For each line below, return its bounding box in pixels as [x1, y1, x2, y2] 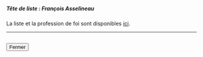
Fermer [9, 44, 26, 50]
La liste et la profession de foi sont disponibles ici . [6, 20, 131, 27]
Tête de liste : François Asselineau [6, 5, 95, 12]
